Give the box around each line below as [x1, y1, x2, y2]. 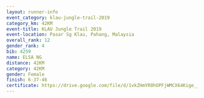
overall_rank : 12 [6, 37, 50, 43]
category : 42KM [6, 65, 45, 72]
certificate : [6, 83, 39, 89]
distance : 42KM [6, 60, 45, 66]
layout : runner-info [6, 9, 59, 15]
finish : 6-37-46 [6, 77, 47, 83]
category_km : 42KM [6, 20, 53, 26]
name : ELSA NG [6, 54, 42, 60]
